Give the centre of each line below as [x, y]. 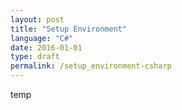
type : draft [35, 57]
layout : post [37, 19]
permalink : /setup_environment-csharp [91, 66]
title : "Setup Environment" [69, 29]
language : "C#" [42, 38]
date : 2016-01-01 [46, 47]
